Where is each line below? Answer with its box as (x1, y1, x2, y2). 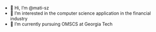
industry (10, 16, 28, 21)
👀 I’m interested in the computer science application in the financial (10, 10, 151, 16)
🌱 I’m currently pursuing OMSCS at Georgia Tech (10, 21, 113, 27)
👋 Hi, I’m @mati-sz (10, 5, 49, 11)
